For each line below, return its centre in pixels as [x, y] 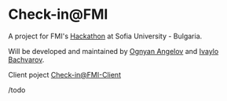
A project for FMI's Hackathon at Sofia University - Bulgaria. [105, 36]
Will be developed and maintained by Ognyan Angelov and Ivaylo [113, 51]
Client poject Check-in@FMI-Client [65, 74]
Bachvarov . [26, 60]
